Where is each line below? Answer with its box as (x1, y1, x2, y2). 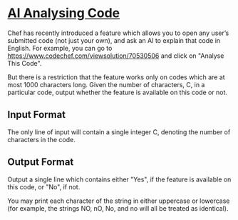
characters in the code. (7, 135, 76, 144)
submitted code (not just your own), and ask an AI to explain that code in (7, 36, 221, 44)
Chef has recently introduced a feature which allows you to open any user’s (7, 29, 229, 37)
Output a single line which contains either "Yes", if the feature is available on (7, 175, 232, 184)
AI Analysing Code (7, 5, 120, 21)
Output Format (7, 156, 74, 169)
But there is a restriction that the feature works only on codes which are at (7, 73, 226, 81)
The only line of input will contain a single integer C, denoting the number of (7, 127, 231, 136)
